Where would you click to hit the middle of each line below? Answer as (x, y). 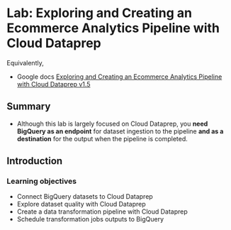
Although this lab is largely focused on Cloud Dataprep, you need (112, 124)
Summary (29, 107)
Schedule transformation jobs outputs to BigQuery (90, 219)
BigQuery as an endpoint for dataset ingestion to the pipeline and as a (120, 131)
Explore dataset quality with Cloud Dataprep (81, 204)
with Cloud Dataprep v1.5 (53, 84)
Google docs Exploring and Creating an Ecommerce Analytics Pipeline (119, 77)
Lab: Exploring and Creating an (100, 13)
